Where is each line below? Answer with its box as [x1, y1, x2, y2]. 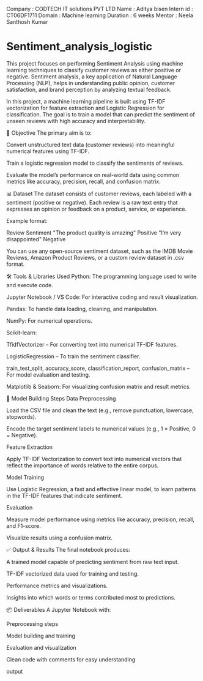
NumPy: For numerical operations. [6, 317, 93, 324]
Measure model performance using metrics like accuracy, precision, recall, [6, 516, 194, 523]
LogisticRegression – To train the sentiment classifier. [6, 352, 141, 360]
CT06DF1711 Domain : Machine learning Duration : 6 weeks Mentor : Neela [6, 12, 194, 19]
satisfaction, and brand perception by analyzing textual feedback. [6, 86, 172, 93]
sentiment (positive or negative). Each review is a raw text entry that [6, 198, 179, 206]
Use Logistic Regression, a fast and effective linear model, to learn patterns [6, 485, 196, 492]
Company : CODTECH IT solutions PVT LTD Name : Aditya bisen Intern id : [6, 6, 194, 12]
